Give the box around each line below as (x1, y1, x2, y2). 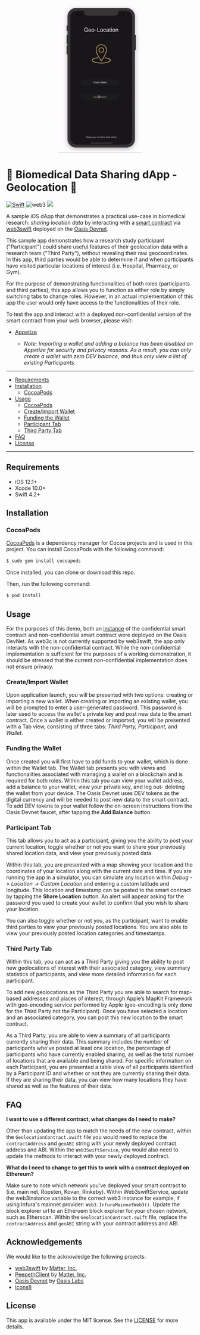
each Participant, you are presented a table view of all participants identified (6, 1063, 193, 1071)
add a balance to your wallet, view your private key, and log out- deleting (6, 783, 185, 790)
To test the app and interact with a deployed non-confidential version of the (6, 311, 192, 318)
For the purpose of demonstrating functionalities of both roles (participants (6, 280, 190, 287)
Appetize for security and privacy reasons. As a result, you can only (23, 346, 192, 353)
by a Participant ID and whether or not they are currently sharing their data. (6, 1070, 190, 1077)
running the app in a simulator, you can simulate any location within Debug (6, 874, 189, 881)
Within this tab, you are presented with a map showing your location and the (6, 861, 193, 868)
